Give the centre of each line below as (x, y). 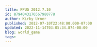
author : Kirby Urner (26, 19)
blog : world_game (23, 32)
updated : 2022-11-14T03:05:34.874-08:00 (47, 28)
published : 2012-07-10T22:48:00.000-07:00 (48, 23)
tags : (10, 37)
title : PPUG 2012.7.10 (28, 10)
